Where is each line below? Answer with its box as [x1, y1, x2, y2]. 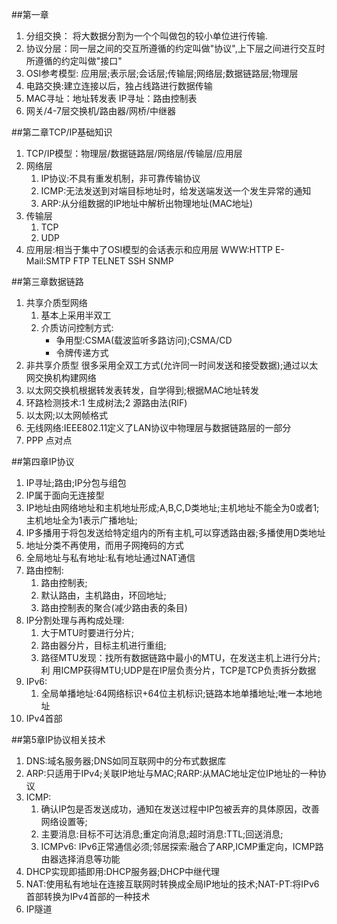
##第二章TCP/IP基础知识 [11, 126, 113, 138]
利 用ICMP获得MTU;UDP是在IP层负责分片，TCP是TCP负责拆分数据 [40, 664, 317, 676]
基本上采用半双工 [40, 309, 112, 321]
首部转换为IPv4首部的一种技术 [25, 891, 151, 902]
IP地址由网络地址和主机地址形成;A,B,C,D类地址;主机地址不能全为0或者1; [25, 502, 320, 513]
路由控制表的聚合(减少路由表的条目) [40, 602, 188, 613]
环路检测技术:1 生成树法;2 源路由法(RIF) [25, 397, 188, 408]
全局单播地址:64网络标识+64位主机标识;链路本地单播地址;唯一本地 [40, 688, 314, 699]
